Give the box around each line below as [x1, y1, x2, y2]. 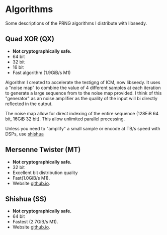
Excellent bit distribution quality [12, 170, 78, 176]
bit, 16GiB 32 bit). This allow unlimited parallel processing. [5, 116, 125, 122]
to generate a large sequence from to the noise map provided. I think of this [5, 90, 162, 96]
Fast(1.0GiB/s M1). [12, 175, 50, 181]
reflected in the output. [5, 101, 53, 107]
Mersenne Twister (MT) [5, 145, 81, 154]
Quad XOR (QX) [5, 35, 54, 43]
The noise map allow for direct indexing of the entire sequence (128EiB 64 [5, 110, 159, 116]
